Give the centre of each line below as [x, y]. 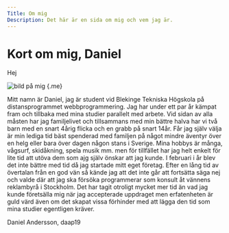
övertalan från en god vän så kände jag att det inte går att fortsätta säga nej [114, 173]
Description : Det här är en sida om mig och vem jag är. [90, 20]
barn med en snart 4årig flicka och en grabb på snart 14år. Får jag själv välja [114, 129]
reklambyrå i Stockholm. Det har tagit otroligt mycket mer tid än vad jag [108, 187]
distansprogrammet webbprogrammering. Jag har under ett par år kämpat [112, 107]
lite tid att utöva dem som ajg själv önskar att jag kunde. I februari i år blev [111, 158]
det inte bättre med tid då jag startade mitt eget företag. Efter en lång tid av [113, 165]
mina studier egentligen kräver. [51, 209]
